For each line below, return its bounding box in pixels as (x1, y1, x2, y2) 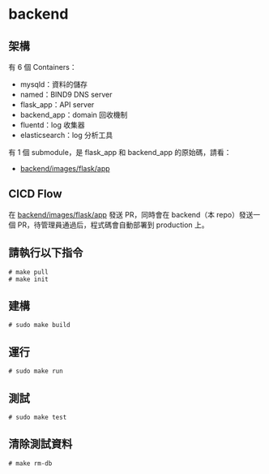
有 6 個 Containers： (8, 62, 77, 71)
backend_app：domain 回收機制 (19, 110, 128, 119)
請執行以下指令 (8, 246, 83, 260)
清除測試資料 (8, 437, 73, 451)
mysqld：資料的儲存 (19, 80, 88, 89)
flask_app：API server (19, 100, 95, 110)
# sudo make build (8, 321, 70, 330)
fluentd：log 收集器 (19, 120, 85, 130)
